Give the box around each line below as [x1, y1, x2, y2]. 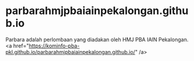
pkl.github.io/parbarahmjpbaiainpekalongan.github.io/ [5, 48, 135, 55]
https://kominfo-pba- [28, 42, 80, 49]
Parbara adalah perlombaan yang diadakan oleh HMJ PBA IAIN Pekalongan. [5, 36, 189, 43]
